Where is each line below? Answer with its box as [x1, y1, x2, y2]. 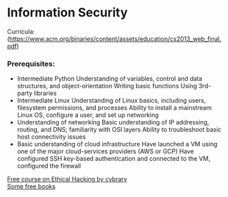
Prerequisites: [7, 59, 55, 68]
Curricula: [7, 27, 36, 36]
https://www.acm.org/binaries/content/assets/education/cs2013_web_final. [9, 34, 222, 42]
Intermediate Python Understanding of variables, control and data [16, 75, 203, 83]
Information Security [7, 5, 128, 21]
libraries [34, 89, 57, 97]
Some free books [7, 183, 56, 191]
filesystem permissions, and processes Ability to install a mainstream [16, 104, 212, 112]
